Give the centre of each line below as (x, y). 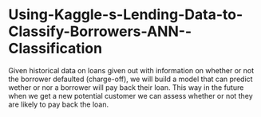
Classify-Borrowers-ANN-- (100, 31)
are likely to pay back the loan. (59, 104)
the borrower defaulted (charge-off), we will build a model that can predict (130, 79)
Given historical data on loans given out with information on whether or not (131, 70)
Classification (55, 49)
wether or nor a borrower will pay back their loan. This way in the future (126, 87)
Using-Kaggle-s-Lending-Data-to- (126, 15)
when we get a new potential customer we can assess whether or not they (130, 96)
